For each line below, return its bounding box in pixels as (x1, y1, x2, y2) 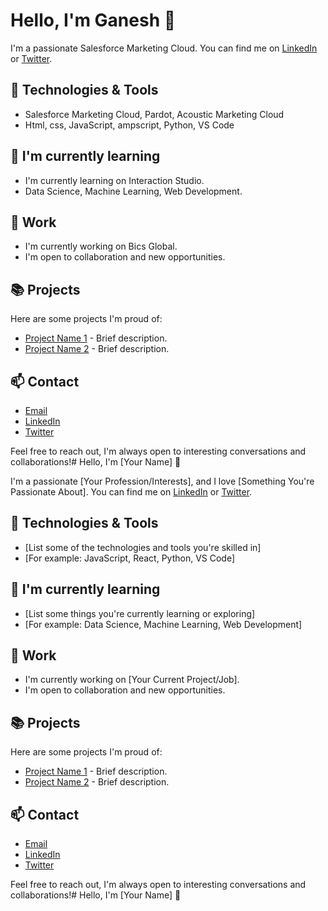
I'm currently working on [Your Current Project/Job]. (24, 674, 240, 686)
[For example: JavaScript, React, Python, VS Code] (24, 552, 236, 564)
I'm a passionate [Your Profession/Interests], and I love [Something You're (10, 475, 315, 487)
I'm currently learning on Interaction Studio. (24, 174, 205, 186)
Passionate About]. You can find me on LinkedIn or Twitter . (10, 486, 253, 498)
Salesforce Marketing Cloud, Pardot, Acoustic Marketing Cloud (24, 108, 285, 120)
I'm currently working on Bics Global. (24, 240, 178, 253)
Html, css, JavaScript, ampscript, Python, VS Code (24, 119, 235, 131)
